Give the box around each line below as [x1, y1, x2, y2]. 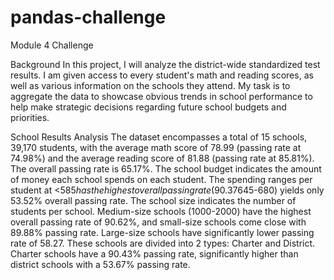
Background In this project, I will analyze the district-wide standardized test [10, 58, 321, 70]
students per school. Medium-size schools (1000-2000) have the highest [10, 205, 312, 217]
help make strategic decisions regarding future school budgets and [10, 101, 287, 113]
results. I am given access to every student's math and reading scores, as [10, 69, 314, 81]
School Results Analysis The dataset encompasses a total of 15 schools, [10, 131, 308, 143]
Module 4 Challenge [10, 39, 94, 51]
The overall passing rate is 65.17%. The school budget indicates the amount [10, 162, 322, 175]
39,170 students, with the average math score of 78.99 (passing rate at [10, 141, 302, 153]
